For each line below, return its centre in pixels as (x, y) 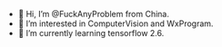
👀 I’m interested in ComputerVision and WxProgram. (116, 23)
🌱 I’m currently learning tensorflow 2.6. (91, 33)
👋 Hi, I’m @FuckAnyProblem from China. (94, 14)
